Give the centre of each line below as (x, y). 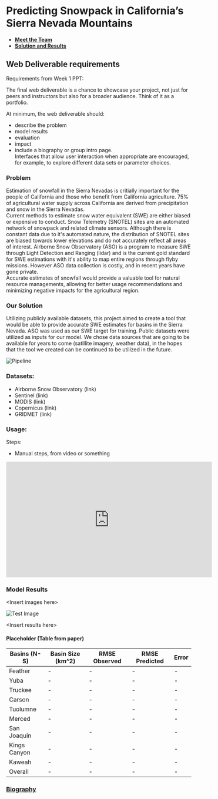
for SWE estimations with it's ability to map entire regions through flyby (92, 259)
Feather (20, 671)
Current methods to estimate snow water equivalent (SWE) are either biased (98, 216)
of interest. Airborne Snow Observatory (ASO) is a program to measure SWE (98, 247)
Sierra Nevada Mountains (70, 23)
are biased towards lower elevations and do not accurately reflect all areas (96, 241)
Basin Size (65, 654)
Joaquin (20, 736)
